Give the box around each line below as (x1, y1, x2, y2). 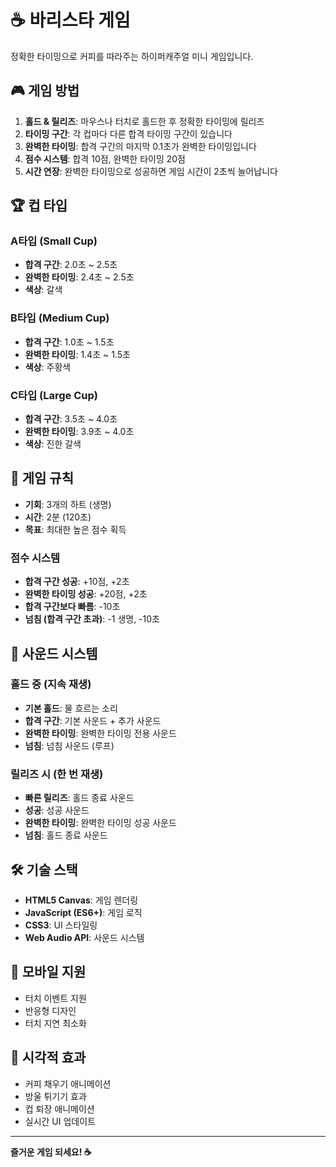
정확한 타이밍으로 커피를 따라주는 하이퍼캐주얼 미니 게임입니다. (10, 50, 254, 62)
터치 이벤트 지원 (24, 992, 87, 1004)
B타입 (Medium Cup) (10, 311, 110, 325)
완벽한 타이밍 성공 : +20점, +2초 (24, 588, 148, 600)
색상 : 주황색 (24, 361, 72, 373)
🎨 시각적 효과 (10, 1049, 87, 1066)
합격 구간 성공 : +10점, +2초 (24, 576, 130, 588)
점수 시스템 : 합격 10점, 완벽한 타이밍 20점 (24, 152, 186, 165)
